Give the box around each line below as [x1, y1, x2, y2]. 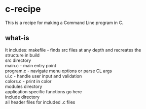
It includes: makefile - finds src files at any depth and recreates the [5, 47, 142, 53]
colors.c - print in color [5, 78, 52, 84]
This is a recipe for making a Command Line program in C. [5, 20, 124, 26]
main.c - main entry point [5, 62, 57, 68]
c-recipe [5, 3, 41, 15]
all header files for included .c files [5, 99, 75, 105]
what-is [5, 34, 30, 42]
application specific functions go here [5, 88, 82, 94]
